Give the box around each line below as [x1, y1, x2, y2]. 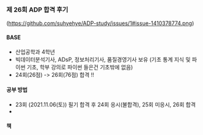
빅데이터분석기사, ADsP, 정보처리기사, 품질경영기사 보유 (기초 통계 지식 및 [15, 56, 191, 63]
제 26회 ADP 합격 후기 [6, 5, 68, 13]
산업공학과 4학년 [15, 48, 55, 56]
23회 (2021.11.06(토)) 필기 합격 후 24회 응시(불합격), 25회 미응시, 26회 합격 [15, 101, 196, 108]
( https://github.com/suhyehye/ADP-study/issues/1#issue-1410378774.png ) [6, 20, 194, 27]
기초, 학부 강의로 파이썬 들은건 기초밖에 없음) [26, 63, 133, 71]
